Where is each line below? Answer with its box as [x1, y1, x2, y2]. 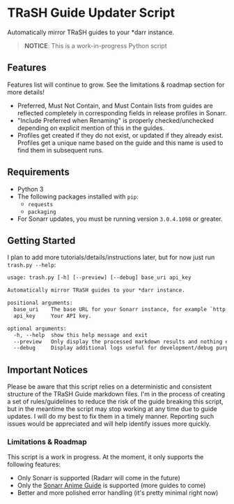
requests [27, 201, 54, 208]
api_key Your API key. [13, 312, 92, 319]
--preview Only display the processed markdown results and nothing [13, 338, 223, 345]
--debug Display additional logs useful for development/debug [13, 345, 214, 352]
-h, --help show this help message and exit [13, 331, 148, 338]
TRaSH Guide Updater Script [7, 5, 175, 21]
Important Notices [7, 363, 88, 375]
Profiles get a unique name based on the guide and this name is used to [17, 138, 224, 147]
